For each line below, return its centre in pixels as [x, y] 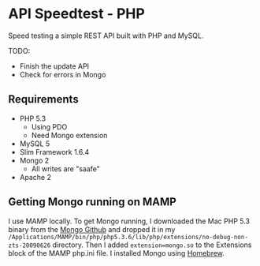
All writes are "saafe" [66, 169]
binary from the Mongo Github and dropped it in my [92, 229]
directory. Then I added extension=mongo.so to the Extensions [152, 245]
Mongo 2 [34, 160]
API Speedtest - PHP [77, 14]
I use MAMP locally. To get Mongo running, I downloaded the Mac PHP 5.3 [129, 221]
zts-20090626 [30, 245]
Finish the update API [54, 66]
